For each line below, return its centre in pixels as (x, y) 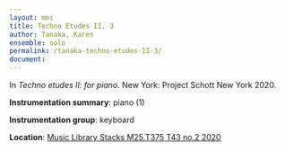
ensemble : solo (38, 43)
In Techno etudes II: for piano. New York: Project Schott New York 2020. (143, 85)
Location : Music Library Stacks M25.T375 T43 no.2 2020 (115, 137)
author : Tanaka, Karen (52, 34)
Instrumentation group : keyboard (72, 120)
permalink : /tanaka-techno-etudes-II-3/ (86, 51)
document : (28, 59)
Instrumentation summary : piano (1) (77, 102)
